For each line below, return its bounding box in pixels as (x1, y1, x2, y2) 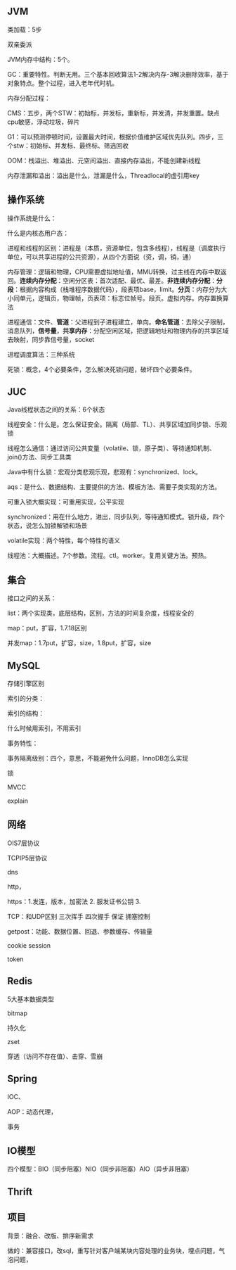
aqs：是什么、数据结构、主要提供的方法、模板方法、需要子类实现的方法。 (7, 483, 221, 491)
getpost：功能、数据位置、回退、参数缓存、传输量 (7, 927, 153, 935)
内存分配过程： (7, 94, 51, 102)
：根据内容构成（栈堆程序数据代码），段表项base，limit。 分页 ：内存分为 (13, 285, 221, 293)
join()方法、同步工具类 (7, 453, 72, 462)
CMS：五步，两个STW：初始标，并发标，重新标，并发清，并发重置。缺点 (7, 108, 220, 117)
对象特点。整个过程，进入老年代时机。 (7, 79, 118, 87)
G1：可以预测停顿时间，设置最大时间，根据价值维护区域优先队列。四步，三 (7, 132, 224, 141)
